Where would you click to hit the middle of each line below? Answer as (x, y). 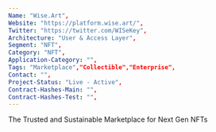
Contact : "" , (30, 75)
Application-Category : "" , (53, 60)
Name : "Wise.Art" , (39, 16)
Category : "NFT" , (37, 52)
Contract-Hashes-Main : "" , (53, 89)
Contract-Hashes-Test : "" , (53, 97)
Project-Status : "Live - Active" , (66, 82)
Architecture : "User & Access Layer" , (72, 38)
